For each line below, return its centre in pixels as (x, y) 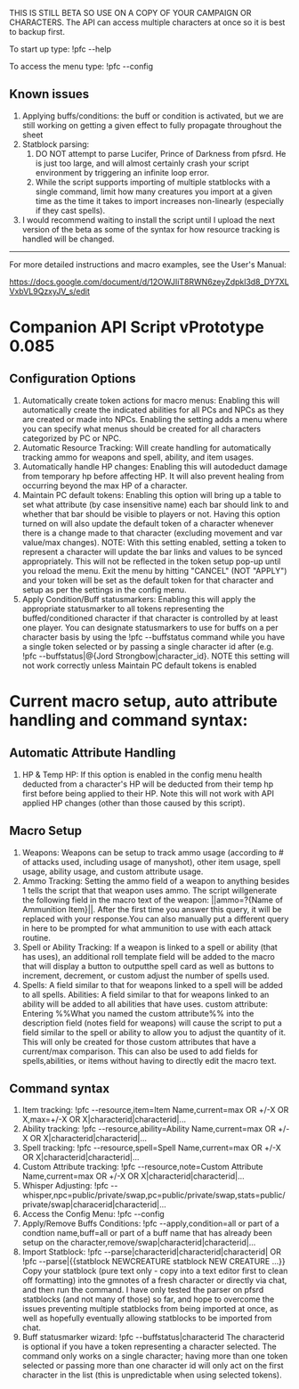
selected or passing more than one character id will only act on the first (153, 1366)
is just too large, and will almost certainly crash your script (142, 163)
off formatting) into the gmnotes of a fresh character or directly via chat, (154, 1280)
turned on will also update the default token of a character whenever (148, 523)
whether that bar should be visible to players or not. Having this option (151, 514)
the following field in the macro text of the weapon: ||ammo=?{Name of (152, 900)
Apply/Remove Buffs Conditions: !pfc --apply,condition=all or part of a (150, 1223)
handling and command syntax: (129, 720)
